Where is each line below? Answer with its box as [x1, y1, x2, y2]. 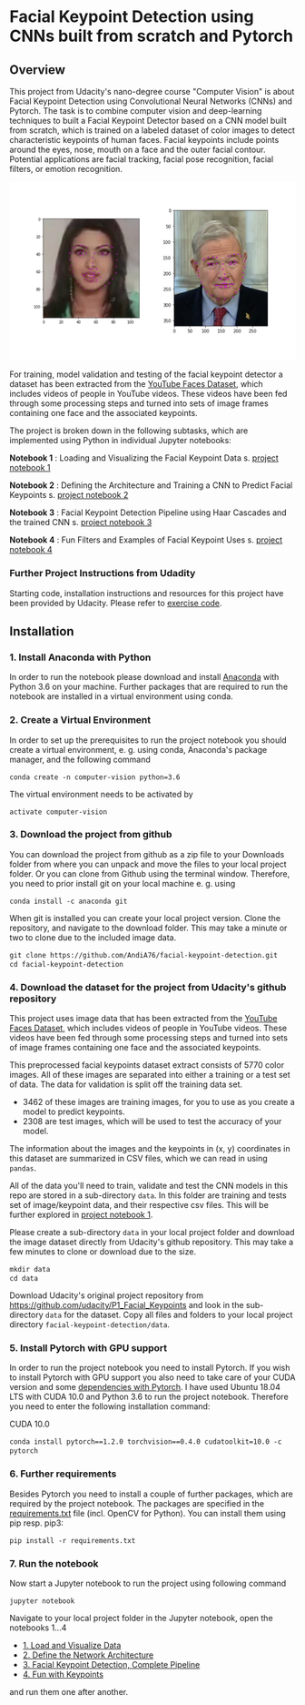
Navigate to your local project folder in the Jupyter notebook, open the [9, 1613, 274, 1623]
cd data [9, 1274, 39, 1284]
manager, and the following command [9, 754, 152, 765]
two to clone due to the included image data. [9, 931, 177, 943]
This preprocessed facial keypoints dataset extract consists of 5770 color [9, 1060, 284, 1071]
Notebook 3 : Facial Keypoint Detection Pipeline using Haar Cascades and [9, 507, 288, 518]
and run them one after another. [9, 1687, 129, 1697]
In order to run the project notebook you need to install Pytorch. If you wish [9, 1363, 290, 1374]
